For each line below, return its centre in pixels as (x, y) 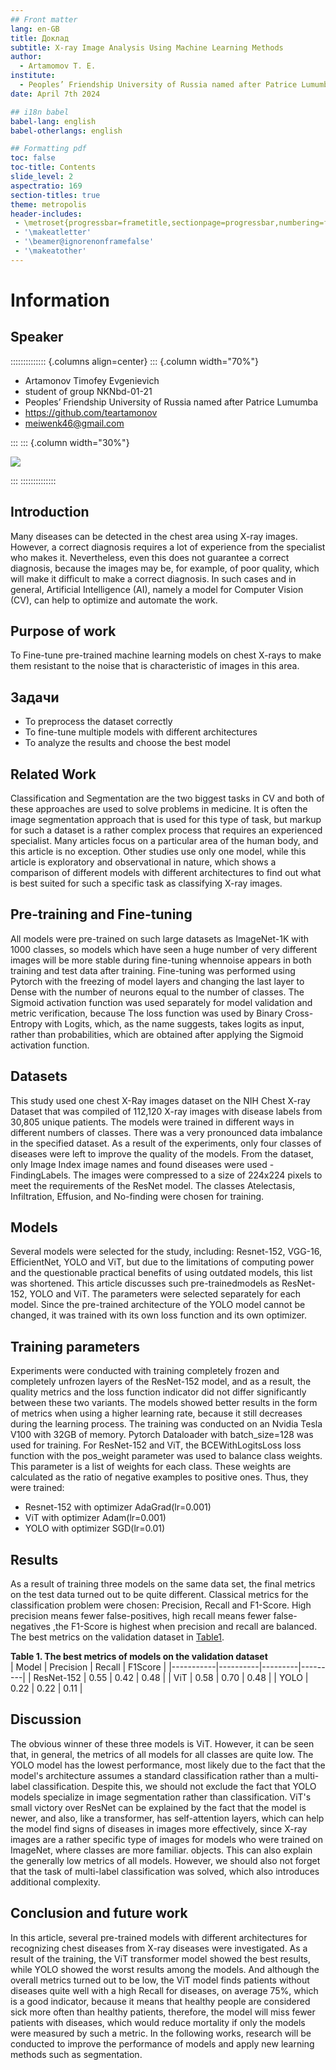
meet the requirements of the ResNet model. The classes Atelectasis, (153, 1185)
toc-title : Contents (53, 167)
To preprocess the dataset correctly (98, 722)
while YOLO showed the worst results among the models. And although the (165, 1969)
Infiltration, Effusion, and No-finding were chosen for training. (137, 1196)
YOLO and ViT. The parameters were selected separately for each (165, 1294)
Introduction (50, 512)
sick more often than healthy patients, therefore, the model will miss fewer (163, 2012)
